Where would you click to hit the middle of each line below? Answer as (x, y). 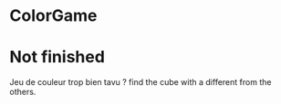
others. (23, 92)
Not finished (57, 57)
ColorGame (53, 16)
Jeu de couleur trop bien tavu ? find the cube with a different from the (140, 82)
